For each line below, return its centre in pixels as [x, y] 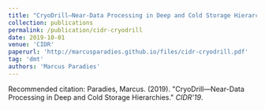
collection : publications [50, 23]
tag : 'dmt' [26, 60]
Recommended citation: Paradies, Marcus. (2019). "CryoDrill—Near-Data [126, 89]
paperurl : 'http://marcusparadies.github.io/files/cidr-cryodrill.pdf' [128, 52]
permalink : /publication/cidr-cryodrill [76, 30]
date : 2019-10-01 [37, 37]
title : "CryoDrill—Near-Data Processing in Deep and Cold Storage [119, 15]
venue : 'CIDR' [32, 45]
